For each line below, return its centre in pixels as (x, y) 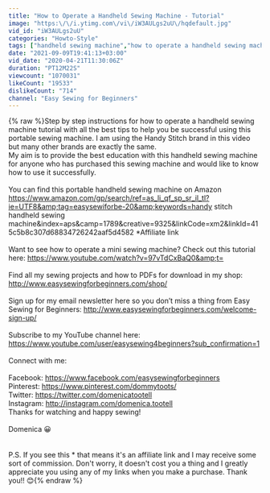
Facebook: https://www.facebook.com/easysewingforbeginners (114, 378)
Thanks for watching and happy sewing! (75, 412)
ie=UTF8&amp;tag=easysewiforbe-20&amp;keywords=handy (110, 207)
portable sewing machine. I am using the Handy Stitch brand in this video (129, 139)
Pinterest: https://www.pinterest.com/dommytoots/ (92, 387)
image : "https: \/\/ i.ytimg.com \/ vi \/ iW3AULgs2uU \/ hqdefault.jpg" (120, 23)
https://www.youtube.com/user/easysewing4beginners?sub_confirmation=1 (134, 344)
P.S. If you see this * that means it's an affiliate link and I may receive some (133, 455)
